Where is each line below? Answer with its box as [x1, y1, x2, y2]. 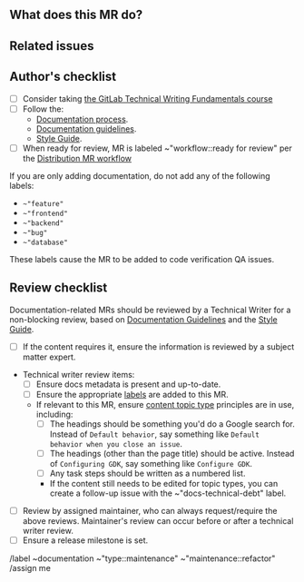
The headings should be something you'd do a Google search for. [49, 418, 295, 429]
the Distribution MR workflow [22, 153, 132, 163]
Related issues [9, 38, 94, 54]
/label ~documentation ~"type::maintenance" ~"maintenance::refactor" [9, 553, 276, 564]
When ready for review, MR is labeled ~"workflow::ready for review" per [22, 143, 292, 153]
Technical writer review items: [22, 369, 135, 380]
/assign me [9, 563, 52, 574]
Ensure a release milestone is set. [22, 535, 149, 546]
